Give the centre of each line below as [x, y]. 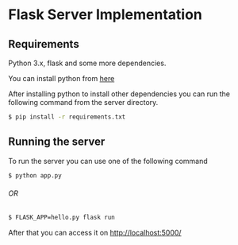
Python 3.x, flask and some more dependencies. [87, 63]
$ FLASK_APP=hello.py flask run [61, 217]
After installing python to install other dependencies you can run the [119, 94]
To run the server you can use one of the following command [108, 161]
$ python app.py [35, 175]
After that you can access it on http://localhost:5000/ [95, 232]
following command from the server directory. [83, 102]
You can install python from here [61, 78]
